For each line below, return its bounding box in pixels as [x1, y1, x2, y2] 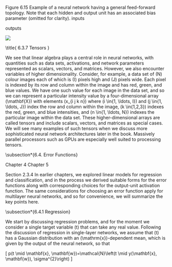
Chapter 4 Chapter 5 [5, 161, 49, 168]
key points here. [5, 199, 39, 204]
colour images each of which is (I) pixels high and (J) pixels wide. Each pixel [5, 76, 166, 83]
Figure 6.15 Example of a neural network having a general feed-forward [5, 5, 156, 10]
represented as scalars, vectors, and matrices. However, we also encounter [5, 66, 165, 71]
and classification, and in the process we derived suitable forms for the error [5, 177, 167, 183]
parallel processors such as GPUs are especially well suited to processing [5, 136, 161, 142]
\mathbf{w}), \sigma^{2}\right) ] [5, 256, 73, 262]
